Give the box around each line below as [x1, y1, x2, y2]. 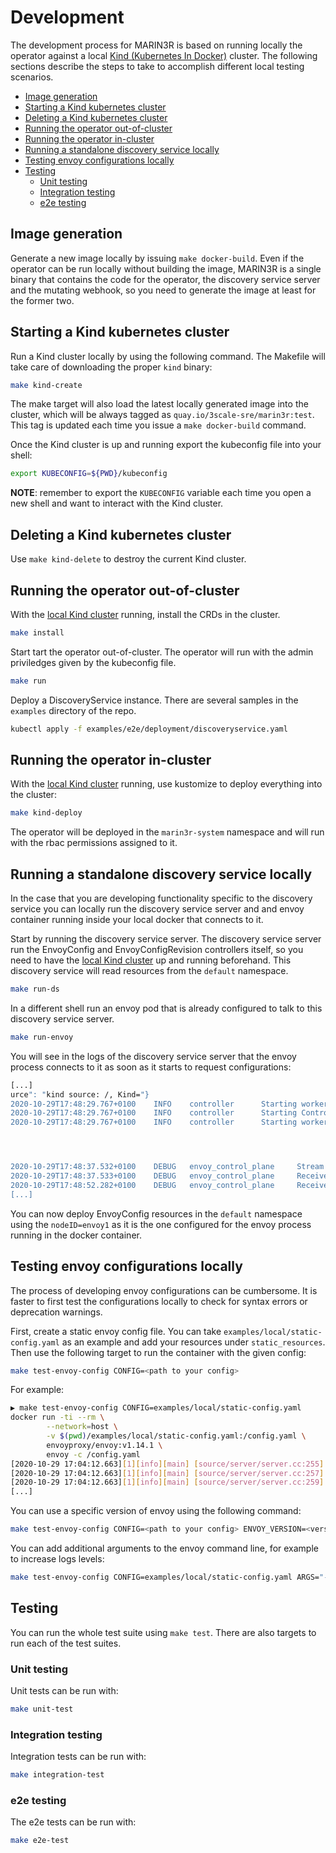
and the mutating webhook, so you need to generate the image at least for [10, 284, 317, 296]
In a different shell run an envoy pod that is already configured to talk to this [10, 1002, 323, 1014]
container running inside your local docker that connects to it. [10, 914, 264, 926]
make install [10, 627, 65, 638]
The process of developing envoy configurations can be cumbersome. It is [10, 1284, 318, 1296]
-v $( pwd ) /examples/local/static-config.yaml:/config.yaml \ [46, 1431, 307, 1441]
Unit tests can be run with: [10, 1684, 119, 1696]
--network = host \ [46, 1422, 118, 1432]
